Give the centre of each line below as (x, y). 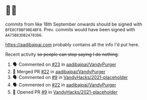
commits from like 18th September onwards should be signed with (74, 24)
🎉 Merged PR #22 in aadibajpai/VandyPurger (59, 71)
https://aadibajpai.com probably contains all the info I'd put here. (72, 44)
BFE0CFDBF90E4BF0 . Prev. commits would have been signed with (70, 29)
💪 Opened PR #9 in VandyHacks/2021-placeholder (65, 92)
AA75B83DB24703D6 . (24, 35)
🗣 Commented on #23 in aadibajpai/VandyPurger (64, 64)
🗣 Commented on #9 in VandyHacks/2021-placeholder (70, 77)
